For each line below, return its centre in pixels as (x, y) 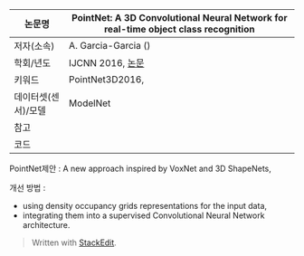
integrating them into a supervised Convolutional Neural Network (143, 215)
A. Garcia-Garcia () (110, 46)
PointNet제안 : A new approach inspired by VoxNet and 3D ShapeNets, (140, 168)
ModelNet (90, 103)
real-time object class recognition (179, 29)
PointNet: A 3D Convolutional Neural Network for (179, 18)
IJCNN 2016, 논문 (107, 63)
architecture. (46, 225)
